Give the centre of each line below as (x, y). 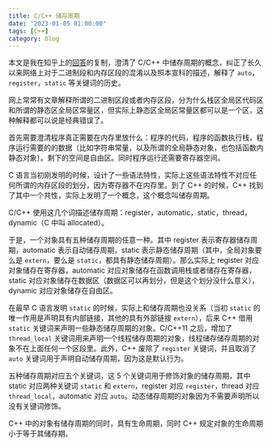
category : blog (34, 39)
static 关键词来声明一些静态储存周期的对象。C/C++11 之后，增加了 (121, 328)
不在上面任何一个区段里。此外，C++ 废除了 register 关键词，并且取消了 (136, 349)
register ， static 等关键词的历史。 (67, 83)
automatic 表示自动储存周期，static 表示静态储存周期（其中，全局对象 (138, 250)
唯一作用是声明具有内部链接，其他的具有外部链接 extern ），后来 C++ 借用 (131, 318)
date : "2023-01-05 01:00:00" (57, 24)
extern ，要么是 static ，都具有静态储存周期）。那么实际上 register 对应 (142, 260)
